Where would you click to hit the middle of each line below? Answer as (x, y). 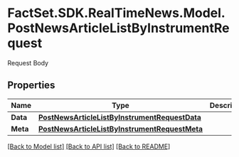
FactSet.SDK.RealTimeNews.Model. (116, 13)
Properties (31, 86)
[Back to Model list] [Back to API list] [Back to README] (89, 146)
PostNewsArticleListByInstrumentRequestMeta (121, 129)
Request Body (28, 63)
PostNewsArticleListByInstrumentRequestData (119, 117)
